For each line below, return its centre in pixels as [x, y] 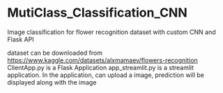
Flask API [21, 39]
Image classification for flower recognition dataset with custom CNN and [111, 32]
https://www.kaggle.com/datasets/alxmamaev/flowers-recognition [103, 60]
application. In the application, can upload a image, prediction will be [106, 75]
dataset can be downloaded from [55, 53]
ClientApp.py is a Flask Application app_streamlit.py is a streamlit [100, 67]
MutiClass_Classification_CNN [98, 13]
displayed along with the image [52, 82]
